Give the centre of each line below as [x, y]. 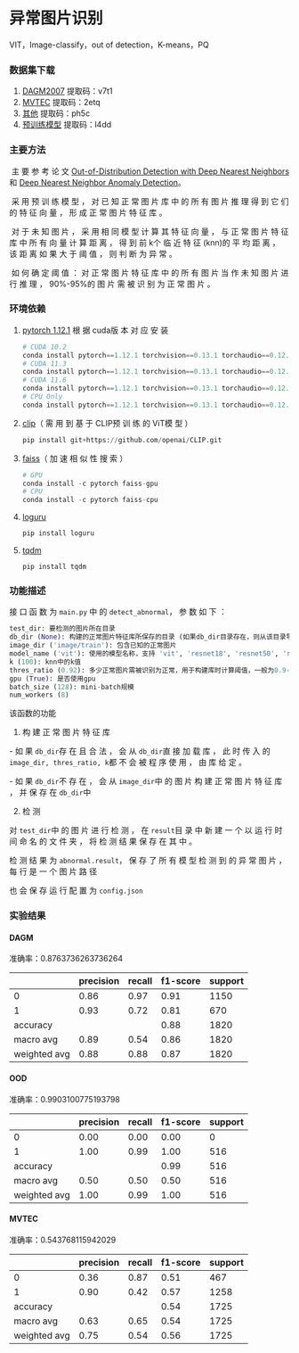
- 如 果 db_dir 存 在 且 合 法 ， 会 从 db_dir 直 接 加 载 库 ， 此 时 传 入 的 [140, 751]
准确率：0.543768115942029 [63, 1240]
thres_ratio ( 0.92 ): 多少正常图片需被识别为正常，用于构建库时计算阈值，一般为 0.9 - [150, 670]
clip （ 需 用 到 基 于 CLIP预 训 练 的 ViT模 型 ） [107, 423]
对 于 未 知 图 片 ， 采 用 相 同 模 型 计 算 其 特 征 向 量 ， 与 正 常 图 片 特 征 [150, 231]
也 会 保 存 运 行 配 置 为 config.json [77, 891]
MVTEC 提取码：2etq [61, 103]
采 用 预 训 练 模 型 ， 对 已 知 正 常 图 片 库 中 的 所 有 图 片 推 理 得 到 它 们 [150, 201]
